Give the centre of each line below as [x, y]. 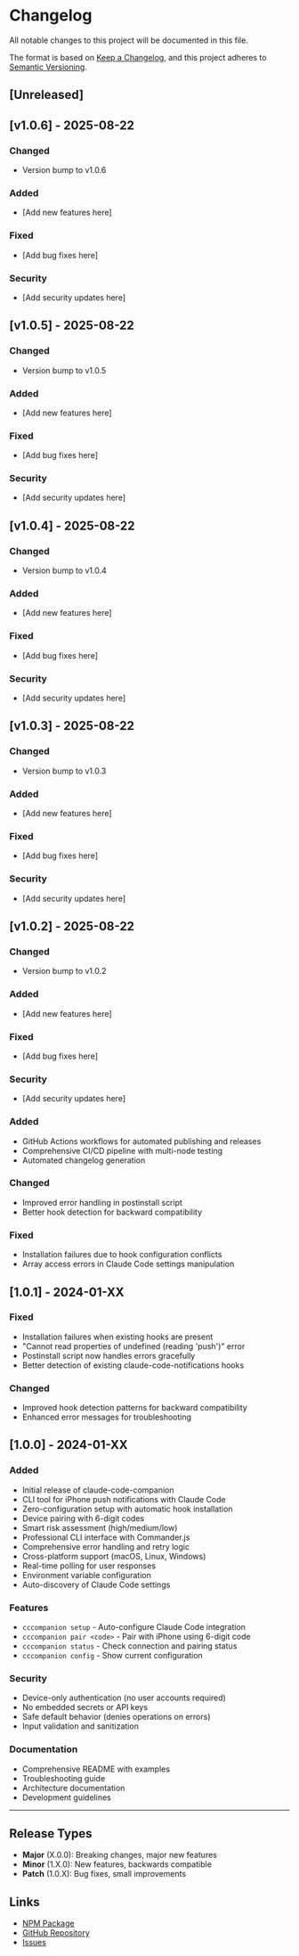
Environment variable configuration [86, 1575]
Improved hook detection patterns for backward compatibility [134, 1408]
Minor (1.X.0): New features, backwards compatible [117, 1864]
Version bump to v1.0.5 [64, 370]
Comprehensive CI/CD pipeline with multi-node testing [122, 1150]
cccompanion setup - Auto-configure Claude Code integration [134, 1627]
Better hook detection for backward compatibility [112, 1212]
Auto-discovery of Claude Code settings [96, 1584]
